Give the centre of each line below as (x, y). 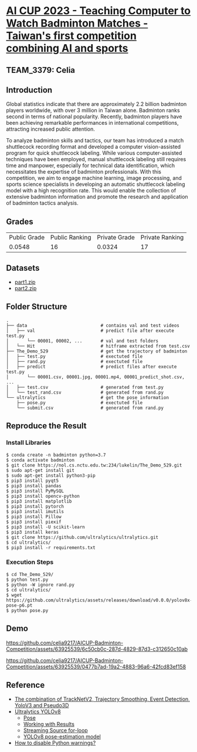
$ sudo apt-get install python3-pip (51, 475)
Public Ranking (71, 238)
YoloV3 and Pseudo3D (42, 706)
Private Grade (116, 238)
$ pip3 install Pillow (34, 517)
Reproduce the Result (46, 426)
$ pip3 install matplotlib (39, 501)
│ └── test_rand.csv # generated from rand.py (85, 392)
